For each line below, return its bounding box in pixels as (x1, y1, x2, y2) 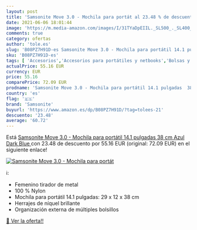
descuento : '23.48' (6, 112, 54, 118)
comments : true (6, 31, 43, 36)
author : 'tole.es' (6, 42, 51, 48)
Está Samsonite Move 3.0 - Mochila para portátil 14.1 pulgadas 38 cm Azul (6, 134, 185, 141)
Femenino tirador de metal (14, 181, 79, 188)
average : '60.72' (6, 118, 49, 124)
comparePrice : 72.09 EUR (6, 80, 67, 86)
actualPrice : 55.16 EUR (6, 63, 64, 69)
